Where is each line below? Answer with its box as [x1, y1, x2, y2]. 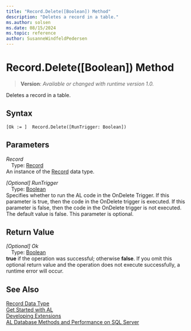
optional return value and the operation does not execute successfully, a [6, 261, 180, 268]
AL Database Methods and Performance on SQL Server [6, 319, 140, 326]
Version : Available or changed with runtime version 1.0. [20, 80, 154, 87]
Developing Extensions [6, 312, 61, 319]
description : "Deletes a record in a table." [6, 14, 119, 20]
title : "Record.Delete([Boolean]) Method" [6, 8, 111, 15]
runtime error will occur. [6, 267, 64, 275]
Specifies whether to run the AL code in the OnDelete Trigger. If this [6, 191, 169, 199]
